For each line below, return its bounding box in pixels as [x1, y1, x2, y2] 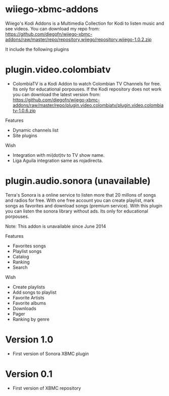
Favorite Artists [12, 294, 45, 300]
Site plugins [12, 133, 37, 139]
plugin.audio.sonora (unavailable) [5, 175, 151, 187]
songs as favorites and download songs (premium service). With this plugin [5, 202, 163, 208]
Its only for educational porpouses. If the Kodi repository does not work [12, 86, 162, 92]
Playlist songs [12, 248, 42, 254]
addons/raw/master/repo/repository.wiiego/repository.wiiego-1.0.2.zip [5, 36, 152, 42]
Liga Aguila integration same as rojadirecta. [12, 157, 103, 163]
